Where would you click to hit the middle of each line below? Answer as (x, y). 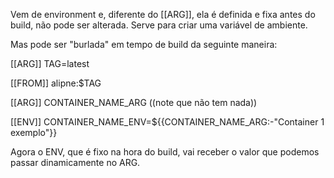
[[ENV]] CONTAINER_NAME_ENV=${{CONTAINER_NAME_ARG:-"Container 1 (167, 122)
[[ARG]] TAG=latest (50, 63)
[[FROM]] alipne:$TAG (56, 83)
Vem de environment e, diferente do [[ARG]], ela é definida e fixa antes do (163, 14)
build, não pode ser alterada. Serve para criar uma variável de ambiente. (159, 25)
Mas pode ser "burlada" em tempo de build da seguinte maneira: (144, 44)
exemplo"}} (34, 132)
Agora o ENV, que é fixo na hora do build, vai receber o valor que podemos (165, 152)
